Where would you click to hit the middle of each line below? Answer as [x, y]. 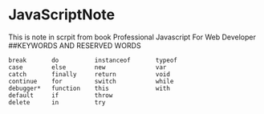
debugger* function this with [89, 88]
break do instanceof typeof [93, 60]
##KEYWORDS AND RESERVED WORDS [75, 45]
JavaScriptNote [61, 15]
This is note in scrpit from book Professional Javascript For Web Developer [132, 37]
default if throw [61, 95]
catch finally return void [89, 74]
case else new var [87, 67]
